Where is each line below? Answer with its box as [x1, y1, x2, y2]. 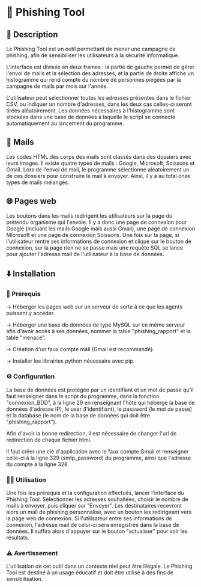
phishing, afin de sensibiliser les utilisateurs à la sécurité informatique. [6, 52, 180, 59]
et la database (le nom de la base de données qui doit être [6, 411, 151, 419]
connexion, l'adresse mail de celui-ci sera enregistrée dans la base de [6, 521, 179, 528]
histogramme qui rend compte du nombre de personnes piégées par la [6, 76, 181, 83]
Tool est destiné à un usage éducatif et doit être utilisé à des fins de [6, 569, 174, 576]
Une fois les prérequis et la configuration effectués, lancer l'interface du [6, 489, 184, 496]
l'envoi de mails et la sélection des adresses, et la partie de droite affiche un [6, 70, 194, 77]
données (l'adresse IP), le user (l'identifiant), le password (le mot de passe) [6, 405, 192, 413]
